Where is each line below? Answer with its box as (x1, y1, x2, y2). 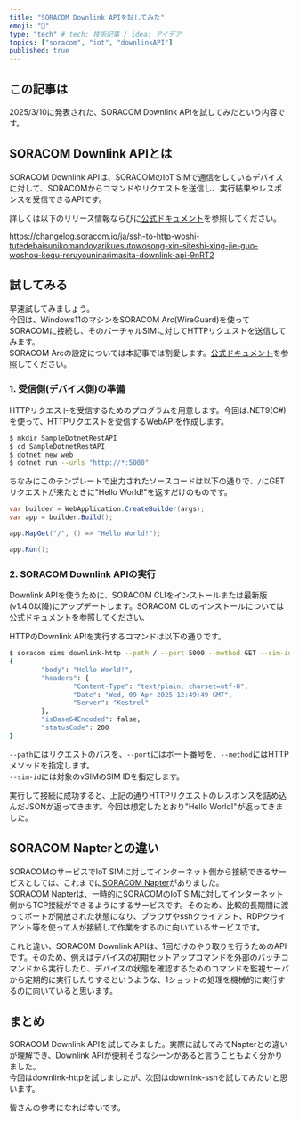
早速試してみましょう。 (9, 303, 95, 313)
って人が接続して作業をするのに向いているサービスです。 (55, 922, 265, 932)
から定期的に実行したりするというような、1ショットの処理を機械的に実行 (9, 974, 278, 985)
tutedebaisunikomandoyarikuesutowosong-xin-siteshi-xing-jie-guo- (9, 240, 259, 250)
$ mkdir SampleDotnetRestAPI (9, 434, 117, 443)
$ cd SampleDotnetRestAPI (9, 442, 105, 451)
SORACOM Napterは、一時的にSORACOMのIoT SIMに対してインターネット (9, 888, 284, 899)
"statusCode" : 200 (41, 723, 109, 733)
